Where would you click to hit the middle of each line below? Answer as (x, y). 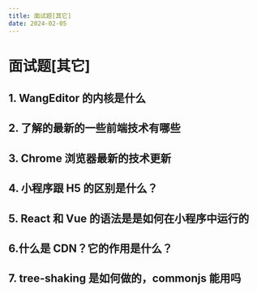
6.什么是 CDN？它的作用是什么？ (90, 249)
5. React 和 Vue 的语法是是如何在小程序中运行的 (129, 218)
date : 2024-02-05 (38, 23)
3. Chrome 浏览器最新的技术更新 (90, 158)
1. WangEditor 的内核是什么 (77, 98)
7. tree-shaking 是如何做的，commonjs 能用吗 (125, 279)
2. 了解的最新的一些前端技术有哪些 (94, 128)
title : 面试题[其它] (40, 16)
